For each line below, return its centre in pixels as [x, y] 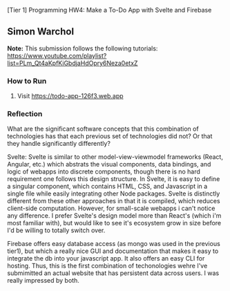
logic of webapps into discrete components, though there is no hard [104, 171]
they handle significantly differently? [59, 144]
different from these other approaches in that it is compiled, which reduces [114, 201]
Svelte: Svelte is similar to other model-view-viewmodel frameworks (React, [115, 157]
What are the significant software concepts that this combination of [103, 129]
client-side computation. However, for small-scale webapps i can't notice [111, 208]
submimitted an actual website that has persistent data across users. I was [113, 273]
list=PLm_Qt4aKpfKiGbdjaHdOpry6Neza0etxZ [73, 63]
